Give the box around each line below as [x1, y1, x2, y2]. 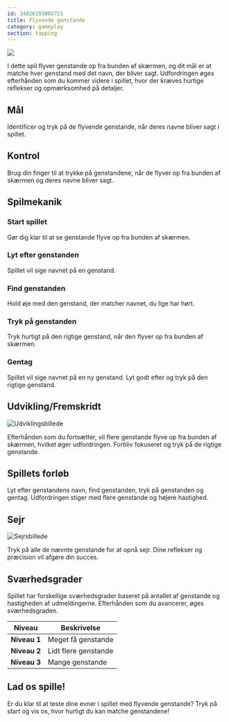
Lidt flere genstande [47, 646, 114, 655]
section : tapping [7, 29, 58, 37]
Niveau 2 [10, 646, 42, 655]
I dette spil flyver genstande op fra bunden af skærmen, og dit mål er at [7, 62, 212, 70]
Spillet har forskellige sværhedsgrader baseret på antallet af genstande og [7, 592, 220, 599]
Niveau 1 [10, 635, 42, 644]
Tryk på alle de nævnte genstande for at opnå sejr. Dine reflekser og [7, 546, 203, 554]
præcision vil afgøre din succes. [7, 553, 99, 561]
